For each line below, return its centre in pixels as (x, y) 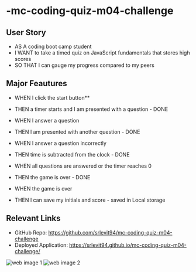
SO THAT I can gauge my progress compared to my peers (85, 65)
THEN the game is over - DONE (52, 177)
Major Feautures (37, 84)
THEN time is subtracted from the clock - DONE (72, 154)
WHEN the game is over (43, 188)
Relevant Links (33, 218)
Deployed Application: (41, 245)
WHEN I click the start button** (52, 97)
